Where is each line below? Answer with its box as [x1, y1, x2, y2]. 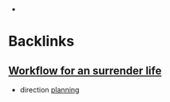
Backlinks [8, 33, 75, 50]
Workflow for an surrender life [8, 64, 162, 77]
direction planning [19, 85, 80, 94]
